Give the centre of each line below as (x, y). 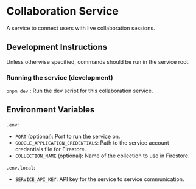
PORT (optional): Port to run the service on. (68, 136)
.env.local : (21, 167)
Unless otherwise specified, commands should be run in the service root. (98, 61)
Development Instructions (57, 47)
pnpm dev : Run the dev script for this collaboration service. (80, 91)
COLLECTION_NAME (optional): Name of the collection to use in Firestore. (102, 156)
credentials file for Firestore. (51, 149)
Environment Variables (51, 110)
